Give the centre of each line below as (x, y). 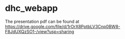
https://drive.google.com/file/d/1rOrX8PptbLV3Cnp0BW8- (63, 26)
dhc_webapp (31, 8)
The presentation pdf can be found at (42, 21)
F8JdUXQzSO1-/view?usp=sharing (40, 31)
